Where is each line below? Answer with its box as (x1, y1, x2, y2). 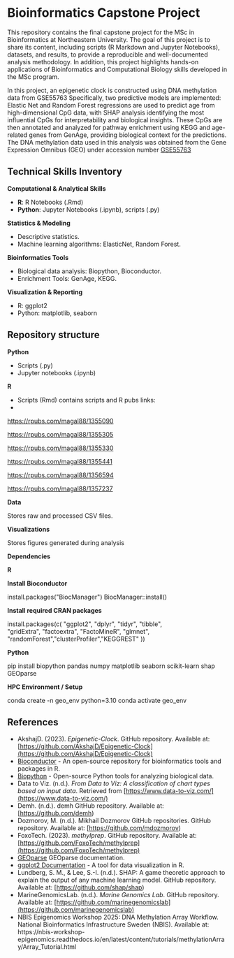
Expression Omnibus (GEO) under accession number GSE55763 (7, 145, 191, 154)
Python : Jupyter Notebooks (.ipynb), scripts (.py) (17, 205, 160, 214)
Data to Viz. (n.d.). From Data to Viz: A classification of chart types (17, 779, 211, 788)
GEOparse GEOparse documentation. (17, 854, 125, 862)
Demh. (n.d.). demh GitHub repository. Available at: (17, 801, 164, 810)
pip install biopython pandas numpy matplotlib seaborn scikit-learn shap (7, 662, 215, 670)
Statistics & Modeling (7, 219, 71, 227)
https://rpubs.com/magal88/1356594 (7, 470, 114, 479)
